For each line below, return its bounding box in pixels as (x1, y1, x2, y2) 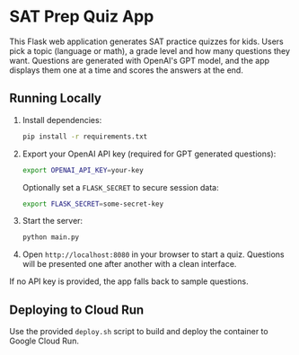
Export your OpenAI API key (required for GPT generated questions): (22, 148, 277, 159)
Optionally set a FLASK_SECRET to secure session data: (22, 182, 219, 192)
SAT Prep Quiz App (9, 6, 154, 27)
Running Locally (9, 91, 101, 106)
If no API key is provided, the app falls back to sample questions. (9, 276, 249, 287)
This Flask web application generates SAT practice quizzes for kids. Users (9, 36, 285, 47)
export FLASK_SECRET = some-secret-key (22, 200, 164, 209)
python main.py (22, 233, 80, 242)
